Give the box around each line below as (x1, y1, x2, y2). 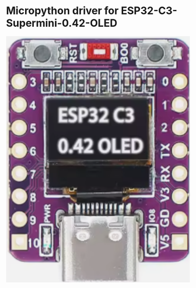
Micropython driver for (6, 4, 119, 18)
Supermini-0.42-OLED (6, 16, 118, 30)
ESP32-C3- (121, 4, 178, 18)
